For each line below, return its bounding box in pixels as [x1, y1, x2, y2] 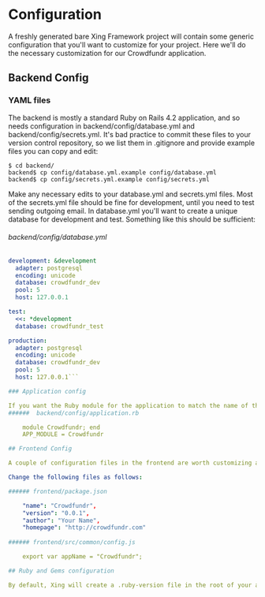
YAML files [8, 95, 51, 106]
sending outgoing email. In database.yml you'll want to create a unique [8, 206, 238, 215]
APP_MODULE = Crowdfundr [22, 431, 104, 438]
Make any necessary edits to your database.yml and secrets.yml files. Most [8, 189, 254, 199]
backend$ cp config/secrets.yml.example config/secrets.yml [8, 175, 211, 183]
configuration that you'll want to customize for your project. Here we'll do [8, 39, 246, 49]
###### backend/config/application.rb [8, 409, 140, 417]
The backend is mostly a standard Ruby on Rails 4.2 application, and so [8, 113, 241, 122]
